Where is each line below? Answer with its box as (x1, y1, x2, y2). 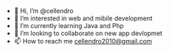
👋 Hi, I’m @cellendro (13, 7, 74, 15)
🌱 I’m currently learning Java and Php (13, 22, 124, 30)
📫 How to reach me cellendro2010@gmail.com (13, 37, 152, 45)
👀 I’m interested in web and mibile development (13, 14, 153, 22)
